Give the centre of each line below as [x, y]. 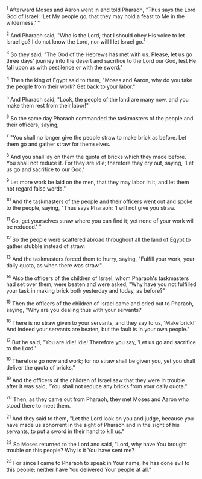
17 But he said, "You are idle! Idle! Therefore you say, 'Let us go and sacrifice [101, 341]
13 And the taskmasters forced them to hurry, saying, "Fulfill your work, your [100, 258]
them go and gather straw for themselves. [58, 144]
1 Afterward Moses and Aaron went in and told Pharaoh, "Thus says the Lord [101, 9]
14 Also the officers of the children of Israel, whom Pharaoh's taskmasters [98, 278]
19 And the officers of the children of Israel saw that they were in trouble [96, 379]
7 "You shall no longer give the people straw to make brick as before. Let [96, 137]
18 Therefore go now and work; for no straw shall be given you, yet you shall [101, 360]
